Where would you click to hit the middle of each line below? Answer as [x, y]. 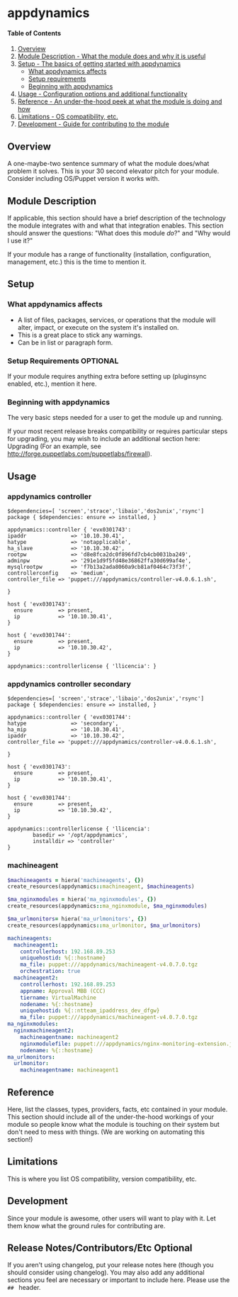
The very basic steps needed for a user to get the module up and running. [115, 418]
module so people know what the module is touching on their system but [113, 1125]
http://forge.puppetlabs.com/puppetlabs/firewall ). [80, 454]
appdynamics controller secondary [69, 684]
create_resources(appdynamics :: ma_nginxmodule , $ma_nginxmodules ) [107, 906]
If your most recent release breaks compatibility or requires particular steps [118, 431]
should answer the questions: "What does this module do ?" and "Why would [119, 233]
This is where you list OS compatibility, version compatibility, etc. [102, 1179]
